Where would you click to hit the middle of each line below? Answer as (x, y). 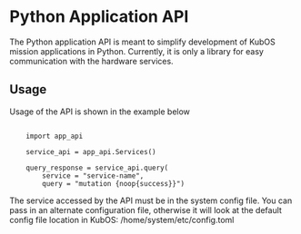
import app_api (55, 136)
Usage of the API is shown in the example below (100, 112)
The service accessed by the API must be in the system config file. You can (151, 200)
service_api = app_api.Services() (91, 151)
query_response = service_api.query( (97, 168)
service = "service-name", (93, 175)
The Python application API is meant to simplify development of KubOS (142, 42)
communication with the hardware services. (92, 61)
